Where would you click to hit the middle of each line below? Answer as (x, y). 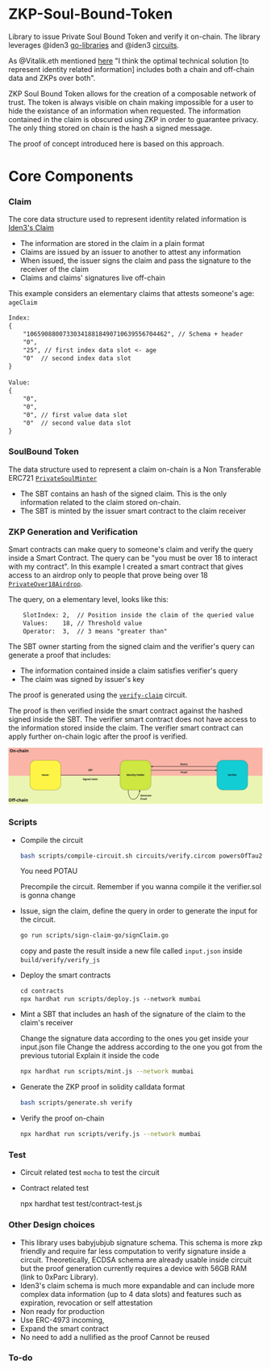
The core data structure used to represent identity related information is (128, 219)
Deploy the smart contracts (65, 975)
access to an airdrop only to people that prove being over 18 (108, 575)
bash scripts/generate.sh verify (76, 1103)
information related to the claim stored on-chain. (100, 502)
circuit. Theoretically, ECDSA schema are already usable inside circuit (136, 1260)
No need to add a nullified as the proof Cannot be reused (115, 1337)
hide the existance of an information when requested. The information (125, 111)
